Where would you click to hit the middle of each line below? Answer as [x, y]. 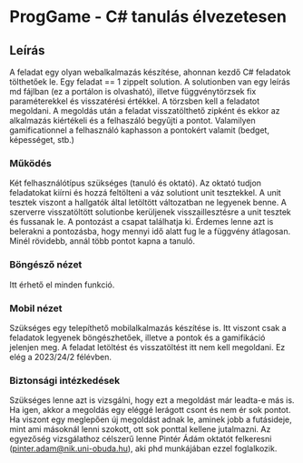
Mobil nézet [36, 308]
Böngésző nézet [46, 265]
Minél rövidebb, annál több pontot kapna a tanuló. [103, 241]
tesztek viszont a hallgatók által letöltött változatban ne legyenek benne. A [148, 203]
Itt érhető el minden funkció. [62, 285]
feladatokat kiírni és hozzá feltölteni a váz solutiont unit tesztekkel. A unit [145, 193]
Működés [30, 163]
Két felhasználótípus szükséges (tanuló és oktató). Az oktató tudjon [135, 183]
